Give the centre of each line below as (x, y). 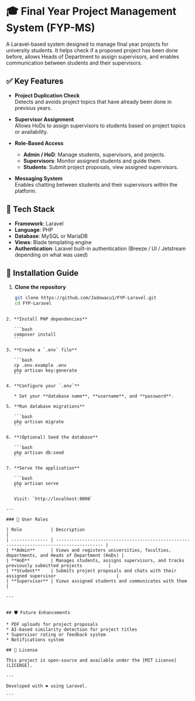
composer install (35, 335)
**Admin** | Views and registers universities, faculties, (91, 550)
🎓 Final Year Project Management (91, 11)
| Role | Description (45, 530)
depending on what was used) (51, 255)
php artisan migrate (39, 422)
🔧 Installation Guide (42, 273)
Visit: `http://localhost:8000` (53, 499)
